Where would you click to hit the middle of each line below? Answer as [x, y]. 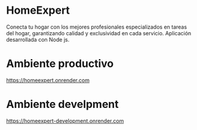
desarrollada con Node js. [38, 39]
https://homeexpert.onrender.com [48, 80]
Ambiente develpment [63, 104]
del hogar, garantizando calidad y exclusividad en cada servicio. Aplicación [99, 33]
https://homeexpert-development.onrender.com [65, 120]
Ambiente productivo [60, 64]
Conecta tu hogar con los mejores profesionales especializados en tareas [96, 27]
